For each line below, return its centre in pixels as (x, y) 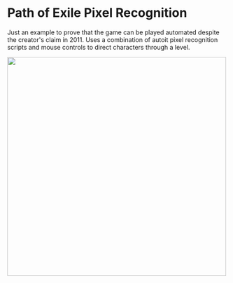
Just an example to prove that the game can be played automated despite (113, 32)
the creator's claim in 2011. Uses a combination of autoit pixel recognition (113, 39)
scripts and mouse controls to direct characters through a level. (99, 47)
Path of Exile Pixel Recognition (97, 13)
